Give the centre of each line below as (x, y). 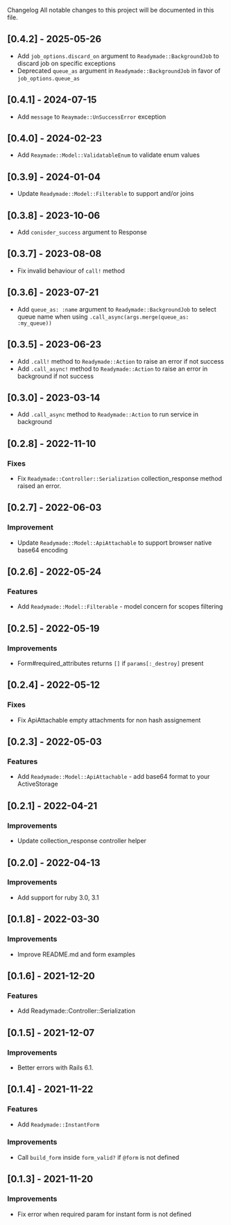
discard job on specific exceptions (66, 63)
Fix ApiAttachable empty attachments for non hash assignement (109, 720)
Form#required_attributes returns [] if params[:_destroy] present (110, 664)
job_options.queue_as (48, 78)
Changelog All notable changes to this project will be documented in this (111, 10)
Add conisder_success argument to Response (82, 233)
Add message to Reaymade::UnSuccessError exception (92, 117)
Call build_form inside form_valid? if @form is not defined (98, 1157)
